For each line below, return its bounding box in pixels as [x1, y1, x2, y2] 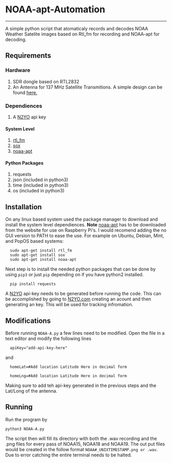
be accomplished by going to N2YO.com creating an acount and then [5, 296, 152, 302]
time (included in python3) [12, 182, 69, 188]
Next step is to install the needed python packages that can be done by [5, 266, 156, 272]
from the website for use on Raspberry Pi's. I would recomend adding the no [5, 227, 167, 234]
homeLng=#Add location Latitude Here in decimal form [10, 373, 127, 379]
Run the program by [5, 416, 48, 422]
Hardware [5, 67, 31, 74]
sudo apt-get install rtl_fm [10, 248, 72, 253]
